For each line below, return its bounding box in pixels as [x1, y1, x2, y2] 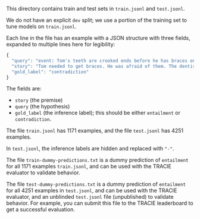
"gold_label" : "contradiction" [11, 68, 89, 75]
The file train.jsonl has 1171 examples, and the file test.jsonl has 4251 [6, 127, 183, 134]
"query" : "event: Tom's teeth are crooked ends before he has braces [11, 58, 187, 64]
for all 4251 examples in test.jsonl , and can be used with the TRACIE [6, 187, 177, 194]
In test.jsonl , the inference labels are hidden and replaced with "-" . [6, 145, 174, 152]
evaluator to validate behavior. [6, 169, 80, 176]
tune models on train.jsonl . [6, 23, 77, 30]
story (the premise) [14, 96, 63, 104]
